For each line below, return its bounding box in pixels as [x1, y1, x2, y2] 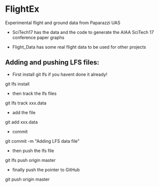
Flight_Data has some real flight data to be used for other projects [12, 44, 147, 50]
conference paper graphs [12, 34, 65, 40]
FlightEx [5, 3, 40, 15]
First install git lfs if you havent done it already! [12, 71, 108, 77]
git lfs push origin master [5, 157, 56, 163]
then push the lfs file [12, 148, 54, 154]
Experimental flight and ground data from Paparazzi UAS [5, 20, 120, 26]
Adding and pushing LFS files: [5, 58, 100, 67]
